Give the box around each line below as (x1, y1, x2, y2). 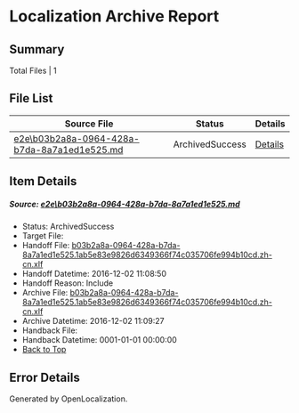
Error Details (9, 369, 80, 385)
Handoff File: (21, 240, 70, 251)
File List (9, 91, 53, 106)
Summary (9, 42, 65, 57)
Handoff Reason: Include (21, 278, 114, 288)
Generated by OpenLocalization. (9, 393, 128, 404)
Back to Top (21, 344, 67, 355)
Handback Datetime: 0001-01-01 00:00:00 (21, 335, 178, 345)
